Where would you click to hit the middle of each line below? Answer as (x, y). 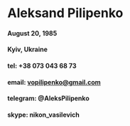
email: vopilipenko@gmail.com (54, 82)
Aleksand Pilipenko (65, 13)
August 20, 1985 (32, 33)
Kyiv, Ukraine (28, 49)
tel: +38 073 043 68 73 (42, 65)
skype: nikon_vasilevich (43, 115)
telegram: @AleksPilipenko (49, 98)
